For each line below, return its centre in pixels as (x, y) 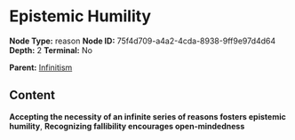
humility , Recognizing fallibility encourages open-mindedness (127, 126)
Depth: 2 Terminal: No (51, 50)
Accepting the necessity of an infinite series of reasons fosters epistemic (147, 116)
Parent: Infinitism (41, 67)
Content (32, 95)
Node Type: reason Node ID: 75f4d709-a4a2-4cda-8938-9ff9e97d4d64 (143, 41)
